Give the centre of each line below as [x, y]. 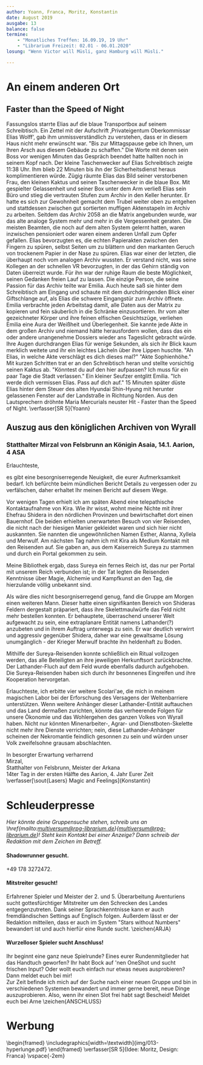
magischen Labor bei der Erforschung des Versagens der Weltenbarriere [97, 698]
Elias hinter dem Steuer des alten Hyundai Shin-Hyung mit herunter [90, 389]
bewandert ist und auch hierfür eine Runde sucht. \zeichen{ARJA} [89, 929]
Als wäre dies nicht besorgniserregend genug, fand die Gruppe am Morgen [100, 597]
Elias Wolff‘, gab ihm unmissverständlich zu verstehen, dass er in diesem [97, 137]
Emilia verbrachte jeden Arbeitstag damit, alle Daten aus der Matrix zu [94, 305]
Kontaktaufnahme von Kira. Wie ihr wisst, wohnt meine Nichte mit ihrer [95, 508]
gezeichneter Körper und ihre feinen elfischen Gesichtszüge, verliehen [95, 317]
